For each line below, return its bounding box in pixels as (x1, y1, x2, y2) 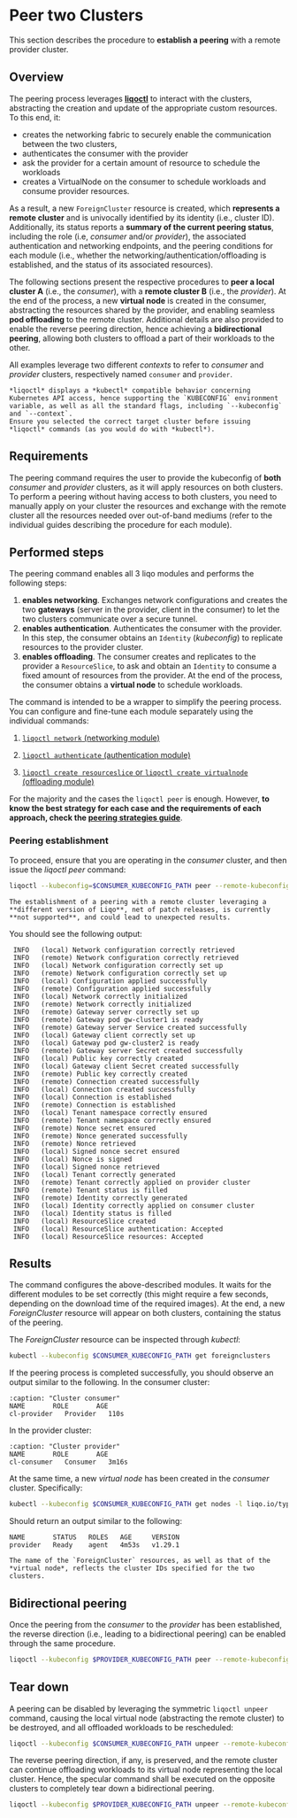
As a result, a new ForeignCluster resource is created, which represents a (9, 203, 280, 213)
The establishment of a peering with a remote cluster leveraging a (9, 897, 267, 906)
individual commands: (9, 716, 89, 726)
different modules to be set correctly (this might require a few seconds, (9, 1289, 269, 1300)
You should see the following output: (9, 928, 143, 939)
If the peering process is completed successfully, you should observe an (9, 1367, 274, 1378)
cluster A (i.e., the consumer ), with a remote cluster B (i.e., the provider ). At (9, 285, 286, 297)
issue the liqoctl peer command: (9, 864, 126, 875)
